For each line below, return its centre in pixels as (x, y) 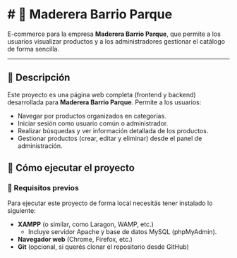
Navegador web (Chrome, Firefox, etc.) (75, 240)
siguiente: (22, 211)
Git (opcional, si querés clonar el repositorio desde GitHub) (103, 247)
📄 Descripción (39, 78)
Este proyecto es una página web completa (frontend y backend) (102, 94)
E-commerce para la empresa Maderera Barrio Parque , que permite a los (114, 34)
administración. (40, 146)
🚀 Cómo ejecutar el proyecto (71, 168)
